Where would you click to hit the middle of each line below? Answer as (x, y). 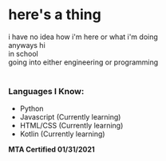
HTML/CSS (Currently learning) (71, 126)
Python (32, 108)
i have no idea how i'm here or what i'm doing (83, 37)
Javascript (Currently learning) (70, 117)
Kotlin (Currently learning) (62, 134)
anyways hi (27, 45)
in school (23, 53)
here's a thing (55, 15)
